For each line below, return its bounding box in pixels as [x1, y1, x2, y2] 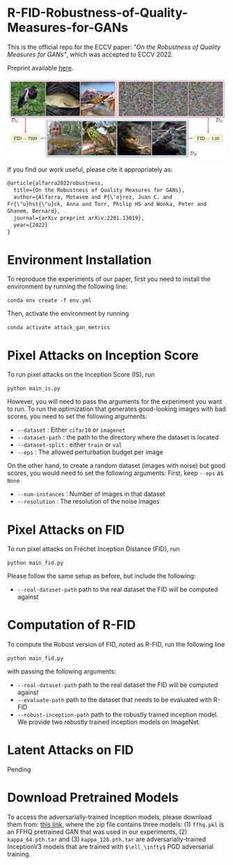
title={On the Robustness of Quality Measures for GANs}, [13, 187, 186, 194]
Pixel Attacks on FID [7, 522, 125, 538]
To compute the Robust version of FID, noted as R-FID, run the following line [7, 640, 225, 649]
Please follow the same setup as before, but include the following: [7, 572, 196, 580]
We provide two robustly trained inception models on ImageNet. [17, 718, 201, 726]
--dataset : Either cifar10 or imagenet [17, 426, 126, 434]
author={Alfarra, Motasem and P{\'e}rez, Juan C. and [13, 194, 172, 201]
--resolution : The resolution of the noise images [17, 497, 160, 506]
